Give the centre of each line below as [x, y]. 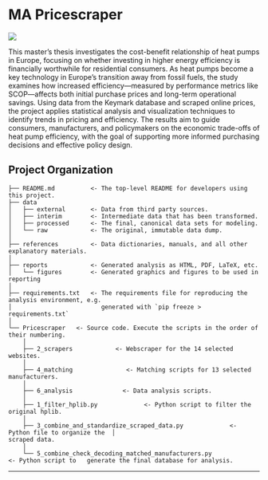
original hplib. [35, 411]
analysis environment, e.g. [55, 300]
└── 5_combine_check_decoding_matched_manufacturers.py [118, 453]
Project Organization [61, 170]
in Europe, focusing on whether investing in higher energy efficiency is [124, 60]
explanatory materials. [48, 251]
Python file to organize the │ [62, 432]
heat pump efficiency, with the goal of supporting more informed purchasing [134, 136]
